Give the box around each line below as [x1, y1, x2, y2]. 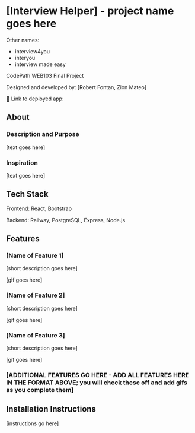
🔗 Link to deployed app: [6, 95, 64, 102]
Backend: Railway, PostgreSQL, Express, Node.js [6, 216, 126, 223]
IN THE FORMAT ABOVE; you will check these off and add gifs [6, 378, 188, 387]
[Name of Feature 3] [6, 331, 65, 339]
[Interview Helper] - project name [6, 4, 174, 18]
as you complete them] [6, 385, 74, 394]
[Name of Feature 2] [6, 291, 65, 299]
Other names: [6, 36, 40, 43]
